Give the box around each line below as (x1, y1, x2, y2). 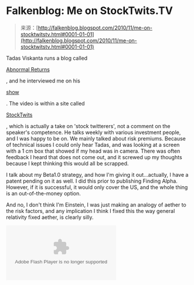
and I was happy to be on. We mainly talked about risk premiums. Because (6, 135, 186, 142)
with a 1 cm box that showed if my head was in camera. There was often (6, 147, 181, 154)
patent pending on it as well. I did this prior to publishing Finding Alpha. (6, 177, 178, 184)
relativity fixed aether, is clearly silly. (6, 214, 94, 221)
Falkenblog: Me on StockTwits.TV (6, 4, 173, 18)
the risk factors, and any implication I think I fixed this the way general (6, 207, 175, 214)
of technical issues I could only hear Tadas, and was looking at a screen (6, 141, 180, 148)
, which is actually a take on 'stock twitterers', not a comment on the (6, 122, 171, 129)
